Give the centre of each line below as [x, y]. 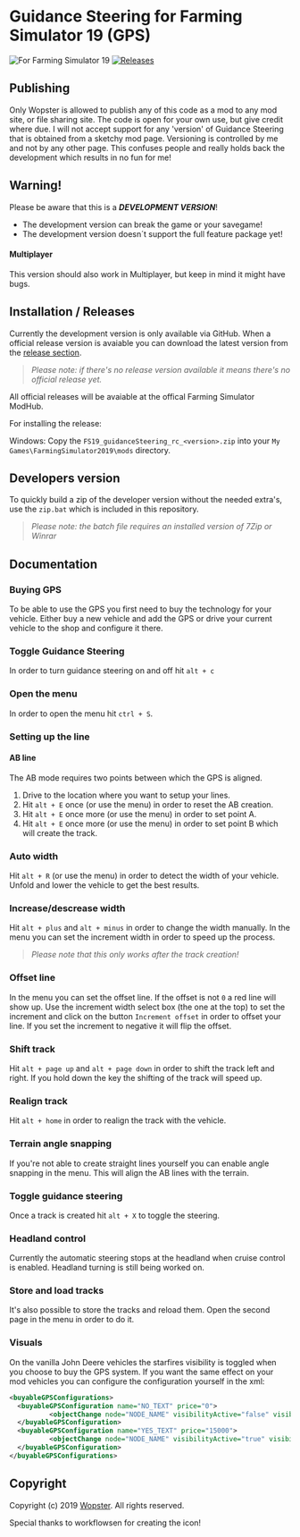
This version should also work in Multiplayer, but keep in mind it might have [147, 274]
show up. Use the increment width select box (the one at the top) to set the [147, 1007]
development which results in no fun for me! [91, 157]
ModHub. [26, 406]
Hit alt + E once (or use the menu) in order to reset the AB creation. [148, 804]
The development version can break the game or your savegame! [142, 224]
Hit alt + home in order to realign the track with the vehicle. [118, 1120]
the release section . [46, 352]
